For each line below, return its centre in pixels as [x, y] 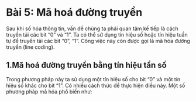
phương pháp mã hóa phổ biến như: [49, 91]
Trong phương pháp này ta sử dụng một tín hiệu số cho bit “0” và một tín [93, 79]
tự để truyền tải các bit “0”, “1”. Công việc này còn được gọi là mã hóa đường [98, 41]
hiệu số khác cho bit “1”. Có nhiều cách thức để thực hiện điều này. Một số [96, 85]
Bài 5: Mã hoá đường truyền [74, 12]
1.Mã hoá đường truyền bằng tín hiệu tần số [86, 65]
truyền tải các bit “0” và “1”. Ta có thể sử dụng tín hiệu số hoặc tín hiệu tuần [97, 34]
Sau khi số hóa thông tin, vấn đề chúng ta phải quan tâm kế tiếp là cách [92, 28]
